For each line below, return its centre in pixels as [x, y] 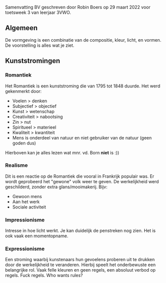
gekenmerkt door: [24, 91]
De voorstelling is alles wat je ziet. [40, 45]
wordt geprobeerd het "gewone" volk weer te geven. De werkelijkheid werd [82, 181]
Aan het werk [26, 202]
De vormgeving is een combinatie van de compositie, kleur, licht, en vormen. [83, 40]
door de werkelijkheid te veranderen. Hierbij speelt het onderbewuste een [81, 265]
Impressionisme [25, 219]
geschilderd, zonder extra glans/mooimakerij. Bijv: [56, 187]
